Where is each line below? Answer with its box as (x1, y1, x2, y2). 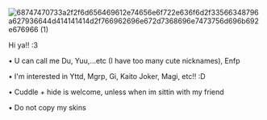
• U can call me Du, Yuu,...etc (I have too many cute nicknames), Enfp (8, 56, 240, 65)
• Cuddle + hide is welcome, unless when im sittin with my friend (8, 87, 224, 97)
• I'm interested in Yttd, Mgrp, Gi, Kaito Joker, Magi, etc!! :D (8, 72, 206, 81)
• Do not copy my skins (8, 103, 86, 112)
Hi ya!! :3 (8, 40, 39, 50)
